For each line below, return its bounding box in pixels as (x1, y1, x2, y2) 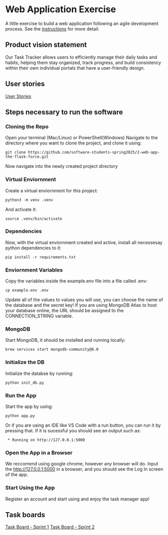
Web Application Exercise (5, 4, 116, 15)
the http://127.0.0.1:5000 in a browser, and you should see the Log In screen (5, 466, 163, 472)
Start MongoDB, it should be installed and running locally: (5, 337, 126, 343)
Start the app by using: (5, 403, 53, 410)
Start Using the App (5, 484, 55, 491)
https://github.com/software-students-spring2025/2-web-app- (27, 150, 160, 155)
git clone (5, 150, 26, 155)
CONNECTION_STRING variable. (5, 313, 74, 319)
